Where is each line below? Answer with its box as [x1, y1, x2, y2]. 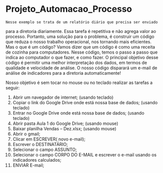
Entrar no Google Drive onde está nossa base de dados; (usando [12, 110, 145, 116]
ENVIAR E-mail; [12, 162, 44, 168]
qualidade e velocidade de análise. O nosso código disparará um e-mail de [5, 65, 158, 71]
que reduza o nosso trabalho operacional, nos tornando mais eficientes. [5, 38, 152, 45]
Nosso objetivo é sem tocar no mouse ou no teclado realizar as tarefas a [5, 80, 153, 86]
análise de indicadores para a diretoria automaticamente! [5, 70, 121, 76]
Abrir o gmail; [12, 131, 41, 137]
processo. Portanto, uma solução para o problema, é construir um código [5, 33, 155, 39]
